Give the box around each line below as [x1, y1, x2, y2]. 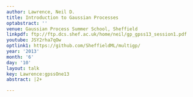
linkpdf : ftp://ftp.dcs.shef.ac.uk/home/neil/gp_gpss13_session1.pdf [6, 32, 188, 38]
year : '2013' [6, 48, 40, 55]
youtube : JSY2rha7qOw [6, 37, 62, 43]
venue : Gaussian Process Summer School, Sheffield [6, 25, 138, 32]
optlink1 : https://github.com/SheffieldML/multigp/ [6, 43, 140, 49]
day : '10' [6, 59, 32, 65]
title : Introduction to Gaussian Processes [6, 15, 119, 21]
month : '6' [6, 54, 34, 60]
